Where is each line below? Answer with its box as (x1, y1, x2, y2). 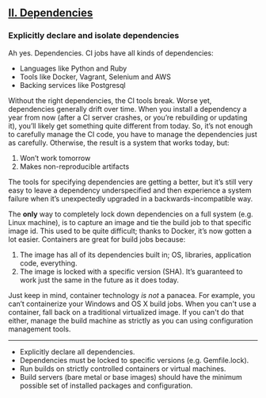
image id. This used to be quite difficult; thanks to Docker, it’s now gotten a (8, 226, 252, 235)
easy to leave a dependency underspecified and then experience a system (8, 186, 252, 195)
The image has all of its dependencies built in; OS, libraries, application (19, 250, 252, 259)
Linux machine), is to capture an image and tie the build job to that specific (8, 217, 252, 227)
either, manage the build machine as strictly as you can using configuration (8, 316, 253, 325)
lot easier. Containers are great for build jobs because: (8, 234, 186, 244)
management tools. (8, 324, 71, 334)
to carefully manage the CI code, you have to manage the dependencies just (8, 129, 257, 139)
